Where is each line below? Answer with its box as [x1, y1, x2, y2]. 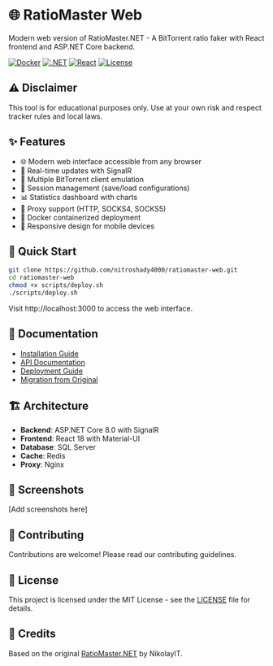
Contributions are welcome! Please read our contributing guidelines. [8, 550, 237, 559]
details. [8, 603, 33, 613]
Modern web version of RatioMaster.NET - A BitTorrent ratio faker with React [8, 33, 265, 42]
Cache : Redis [19, 451, 66, 460]
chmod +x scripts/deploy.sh [8, 281, 104, 289]
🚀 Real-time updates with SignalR [19, 165, 132, 176]
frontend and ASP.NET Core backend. [8, 41, 136, 51]
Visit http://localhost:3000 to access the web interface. [8, 303, 193, 313]
